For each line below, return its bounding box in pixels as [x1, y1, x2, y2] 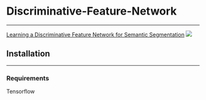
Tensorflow [6, 88, 35, 95]
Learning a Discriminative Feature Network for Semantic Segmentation [6, 30, 185, 38]
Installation [6, 49, 50, 59]
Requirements [6, 74, 50, 82]
